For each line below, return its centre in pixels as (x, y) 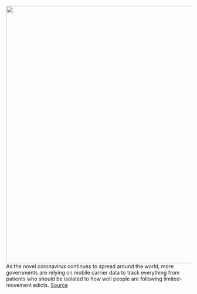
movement (19, 285)
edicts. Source (51, 285)
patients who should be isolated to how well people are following (84, 279)
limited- (173, 279)
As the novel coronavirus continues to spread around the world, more (90, 266)
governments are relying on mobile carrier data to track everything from (93, 273)
